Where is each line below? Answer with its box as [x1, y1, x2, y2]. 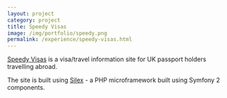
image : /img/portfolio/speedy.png [7, 29, 108, 37]
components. [7, 83, 45, 92]
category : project [7, 17, 61, 24]
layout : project [7, 10, 54, 17]
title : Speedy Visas [7, 23, 68, 30]
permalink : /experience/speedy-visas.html [7, 36, 132, 43]
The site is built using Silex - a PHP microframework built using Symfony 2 [7, 76, 221, 84]
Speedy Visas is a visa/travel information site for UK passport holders [7, 55, 207, 63]
